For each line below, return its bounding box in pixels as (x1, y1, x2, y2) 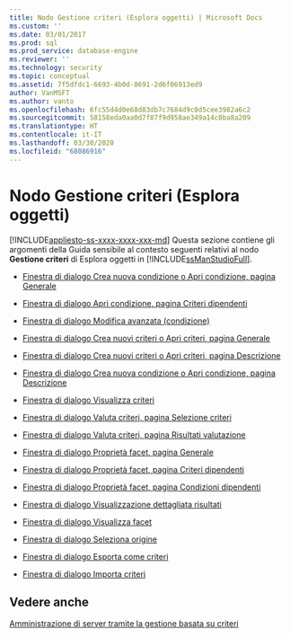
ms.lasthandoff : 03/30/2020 (9, 138, 115, 147)
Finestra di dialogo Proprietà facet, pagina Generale (22, 447, 214, 457)
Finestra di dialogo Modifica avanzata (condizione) (22, 315, 210, 326)
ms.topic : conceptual (9, 72, 91, 81)
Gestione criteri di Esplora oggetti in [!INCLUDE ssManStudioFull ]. (9, 253, 253, 264)
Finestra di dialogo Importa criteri (22, 568, 146, 580)
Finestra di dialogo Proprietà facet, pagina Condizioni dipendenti (22, 482, 261, 492)
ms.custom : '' (9, 22, 63, 31)
